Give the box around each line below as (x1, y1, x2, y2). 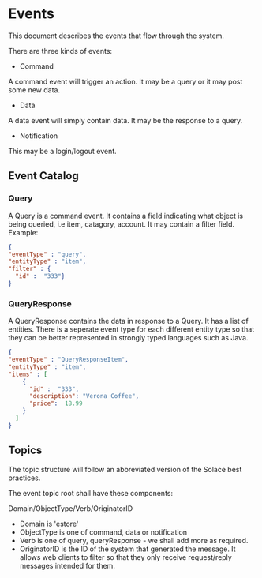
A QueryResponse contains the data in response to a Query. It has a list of (8, 317, 249, 326)
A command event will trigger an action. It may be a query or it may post (8, 77, 243, 86)
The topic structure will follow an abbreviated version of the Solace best (8, 464, 242, 474)
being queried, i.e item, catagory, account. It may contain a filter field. (8, 219, 235, 229)
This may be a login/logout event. (8, 146, 117, 156)
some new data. (8, 84, 61, 95)
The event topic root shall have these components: (8, 488, 174, 497)
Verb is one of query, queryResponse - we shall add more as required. (19, 535, 249, 545)
